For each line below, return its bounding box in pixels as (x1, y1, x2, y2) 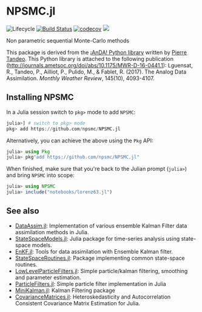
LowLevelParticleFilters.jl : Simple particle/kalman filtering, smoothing (15, 267, 188, 274)
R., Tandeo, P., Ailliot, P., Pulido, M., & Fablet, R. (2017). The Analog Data (6, 68, 187, 75)
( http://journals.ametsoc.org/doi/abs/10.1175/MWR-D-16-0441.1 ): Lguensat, (6, 61, 193, 69)
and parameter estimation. (15, 274, 81, 281)
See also (6, 206, 39, 217)
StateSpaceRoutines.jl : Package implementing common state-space (15, 254, 185, 262)
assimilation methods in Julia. (15, 228, 89, 235)
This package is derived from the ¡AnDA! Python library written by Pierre (6, 49, 187, 56)
